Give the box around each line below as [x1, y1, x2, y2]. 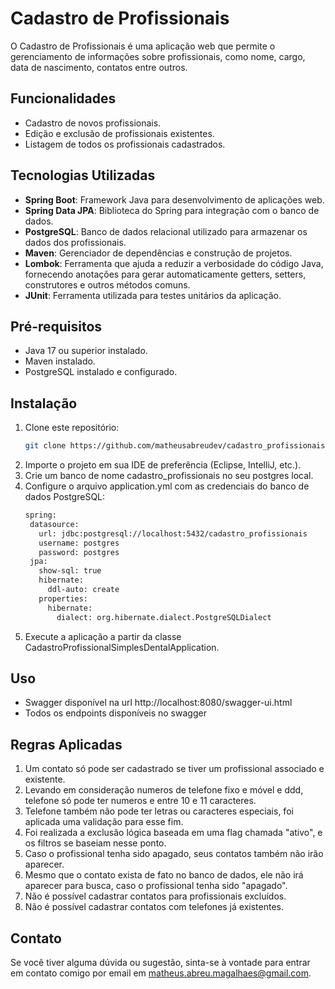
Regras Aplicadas [10, 736, 123, 753]
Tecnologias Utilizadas [10, 167, 156, 184]
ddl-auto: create [47, 585, 120, 595]
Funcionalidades [10, 90, 117, 107]
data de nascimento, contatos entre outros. [10, 61, 188, 73]
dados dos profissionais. [24, 236, 127, 248]
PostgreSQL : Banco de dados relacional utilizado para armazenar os [24, 225, 308, 237]
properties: [38, 593, 89, 604]
